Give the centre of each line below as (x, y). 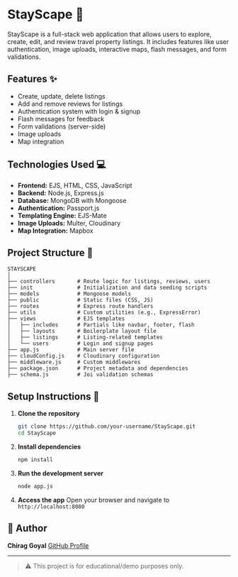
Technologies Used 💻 (57, 165)
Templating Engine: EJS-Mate (62, 215)
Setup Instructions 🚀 (53, 396)
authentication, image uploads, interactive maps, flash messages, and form (117, 49)
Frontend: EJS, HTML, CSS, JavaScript (75, 185)
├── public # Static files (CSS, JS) (80, 300)
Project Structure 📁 (50, 252)
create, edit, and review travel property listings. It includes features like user (118, 41)
